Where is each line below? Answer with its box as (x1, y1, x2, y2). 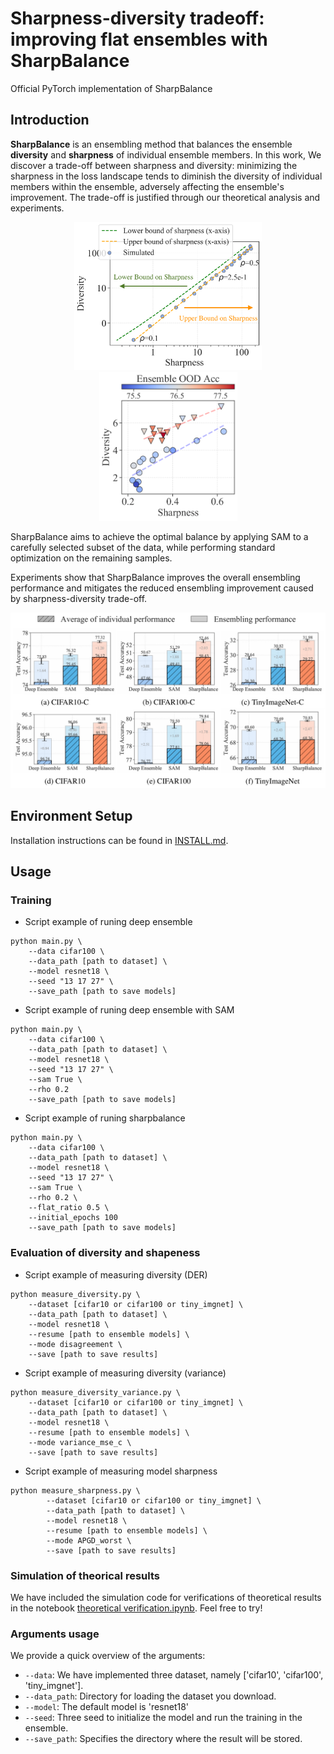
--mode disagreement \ (28, 1339, 123, 1349)
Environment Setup (10, 808, 133, 825)
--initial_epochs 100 (28, 1213, 118, 1223)
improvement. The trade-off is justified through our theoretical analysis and (10, 191, 321, 203)
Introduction (10, 112, 90, 129)
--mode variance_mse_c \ (28, 1437, 132, 1447)
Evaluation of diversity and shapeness (10, 1246, 201, 1260)
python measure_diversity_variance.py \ (10, 1387, 182, 1397)
